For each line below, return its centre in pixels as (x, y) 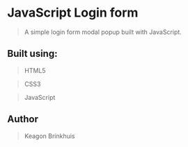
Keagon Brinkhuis (49, 136)
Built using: (32, 54)
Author (23, 119)
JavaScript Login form (73, 13)
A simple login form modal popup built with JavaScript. (103, 32)
